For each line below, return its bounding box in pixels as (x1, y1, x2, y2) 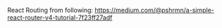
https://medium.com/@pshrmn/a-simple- (94, 6, 215, 14)
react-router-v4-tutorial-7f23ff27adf (7, 13, 113, 22)
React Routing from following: (7, 6, 94, 14)
